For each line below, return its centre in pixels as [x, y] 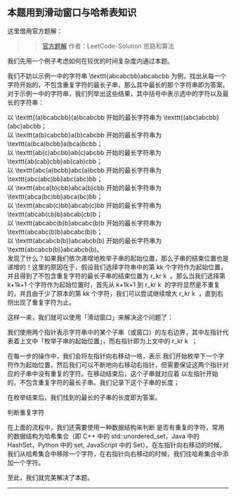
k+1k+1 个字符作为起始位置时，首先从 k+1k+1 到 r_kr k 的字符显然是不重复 [114, 285]
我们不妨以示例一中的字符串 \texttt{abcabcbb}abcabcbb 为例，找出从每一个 [117, 75]
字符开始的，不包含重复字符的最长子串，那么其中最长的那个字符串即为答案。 [118, 85]
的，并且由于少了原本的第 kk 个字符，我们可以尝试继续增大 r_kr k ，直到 [112, 293]
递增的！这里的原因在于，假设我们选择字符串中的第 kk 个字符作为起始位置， [117, 267]
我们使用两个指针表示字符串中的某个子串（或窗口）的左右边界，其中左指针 [115, 332]
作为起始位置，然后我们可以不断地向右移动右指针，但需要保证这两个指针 [118, 364]
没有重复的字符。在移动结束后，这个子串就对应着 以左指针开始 [128, 373]
